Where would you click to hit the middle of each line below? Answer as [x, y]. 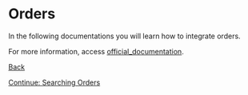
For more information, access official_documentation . [96, 51]
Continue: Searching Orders [54, 82]
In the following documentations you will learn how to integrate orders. [125, 36]
